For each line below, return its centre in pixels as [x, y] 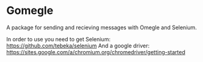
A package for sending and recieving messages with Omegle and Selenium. [102, 27]
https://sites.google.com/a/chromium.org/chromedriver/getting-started [96, 52]
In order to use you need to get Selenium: [59, 39]
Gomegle [30, 11]
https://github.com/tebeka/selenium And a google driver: [78, 46]
